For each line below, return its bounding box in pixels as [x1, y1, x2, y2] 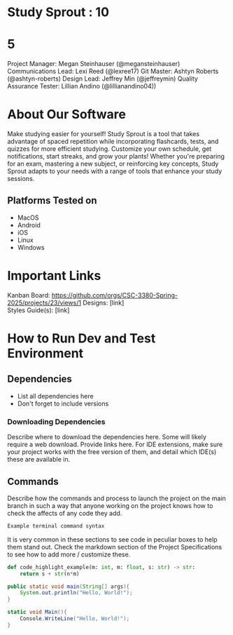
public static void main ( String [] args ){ [7, 583, 130, 590]
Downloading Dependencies [7, 417, 106, 427]
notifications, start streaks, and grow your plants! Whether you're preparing [7, 152, 225, 161]
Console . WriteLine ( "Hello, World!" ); [20, 615, 130, 622]
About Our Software [7, 107, 126, 123]
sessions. [7, 175, 35, 183]
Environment [7, 345, 84, 361]
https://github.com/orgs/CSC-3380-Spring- [51, 290, 178, 299]
